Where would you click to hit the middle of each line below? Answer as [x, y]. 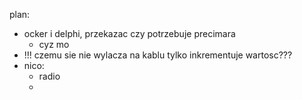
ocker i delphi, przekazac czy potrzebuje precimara [129, 33]
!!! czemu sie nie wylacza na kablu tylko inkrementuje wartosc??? [158, 55]
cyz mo [54, 44]
